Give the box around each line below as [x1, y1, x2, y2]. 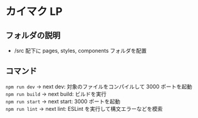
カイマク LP [5, 5, 63, 18]
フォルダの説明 [5, 30, 61, 40]
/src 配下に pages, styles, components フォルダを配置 [14, 47, 147, 54]
